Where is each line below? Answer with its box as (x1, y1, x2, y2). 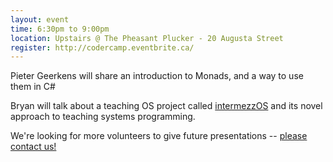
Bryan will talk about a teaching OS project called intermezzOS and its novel (10, 100, 323, 112)
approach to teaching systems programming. (10, 111, 196, 123)
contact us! (10, 141, 57, 153)
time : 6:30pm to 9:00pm (10, 24, 110, 34)
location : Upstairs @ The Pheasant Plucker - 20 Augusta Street (10, 33, 284, 43)
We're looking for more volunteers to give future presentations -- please (10, 130, 308, 142)
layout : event (10, 14, 70, 25)
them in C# (10, 81, 56, 93)
